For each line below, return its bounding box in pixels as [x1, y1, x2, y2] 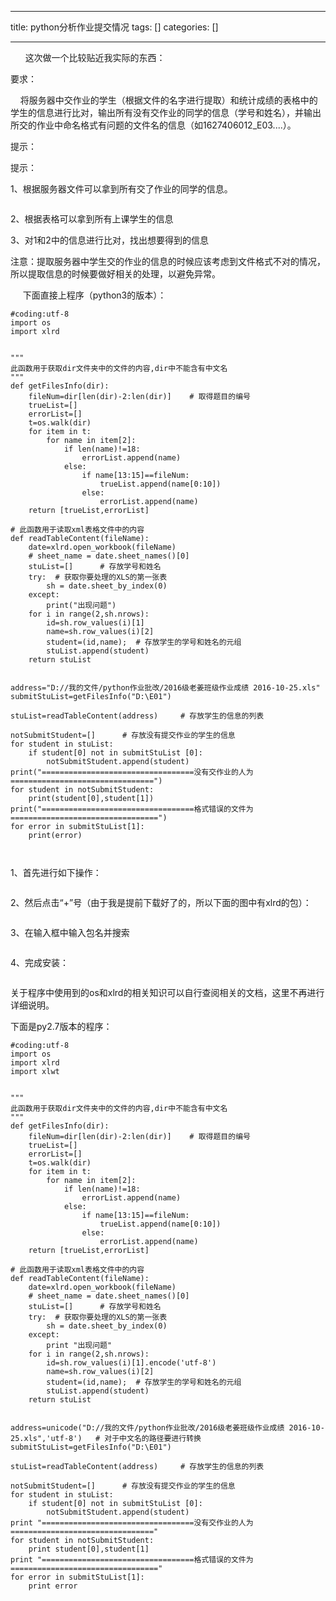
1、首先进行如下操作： [10, 867, 102, 878]
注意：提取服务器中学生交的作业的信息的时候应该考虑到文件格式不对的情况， [10, 256, 326, 267]
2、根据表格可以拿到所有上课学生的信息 [10, 213, 174, 225]
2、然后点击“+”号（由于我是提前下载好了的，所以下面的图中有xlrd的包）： [10, 897, 312, 908]
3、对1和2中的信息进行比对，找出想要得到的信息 [10, 234, 209, 246]
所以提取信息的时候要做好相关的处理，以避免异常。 [10, 268, 221, 280]
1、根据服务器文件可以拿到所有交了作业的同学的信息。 [10, 183, 233, 195]
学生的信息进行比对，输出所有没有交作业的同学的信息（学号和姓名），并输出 [10, 107, 322, 118]
